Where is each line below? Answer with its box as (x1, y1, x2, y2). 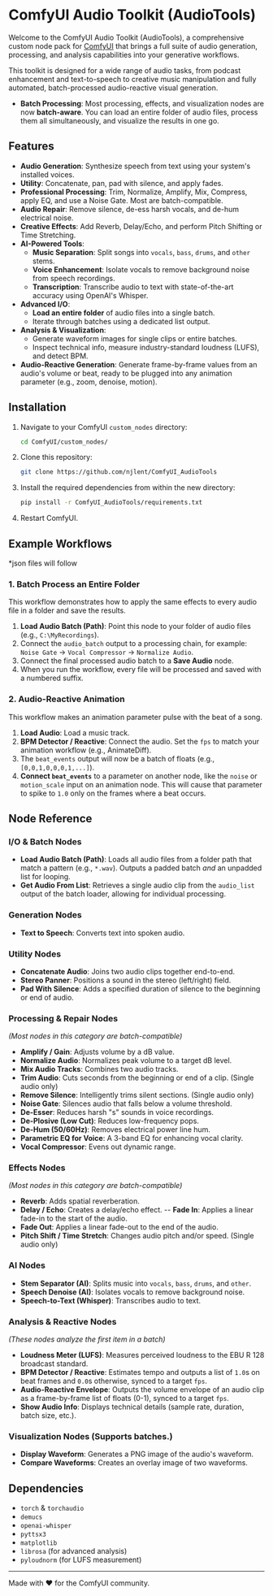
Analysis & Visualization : (19, 325, 106, 335)
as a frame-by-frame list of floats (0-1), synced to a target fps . (19, 1394, 229, 1403)
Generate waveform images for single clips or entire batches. (32, 333, 237, 343)
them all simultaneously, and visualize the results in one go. (19, 115, 219, 125)
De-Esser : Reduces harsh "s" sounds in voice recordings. (19, 1108, 214, 1117)
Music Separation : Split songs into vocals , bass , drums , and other (32, 247, 251, 257)
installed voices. (19, 169, 75, 180)
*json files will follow (8, 558, 77, 568)
